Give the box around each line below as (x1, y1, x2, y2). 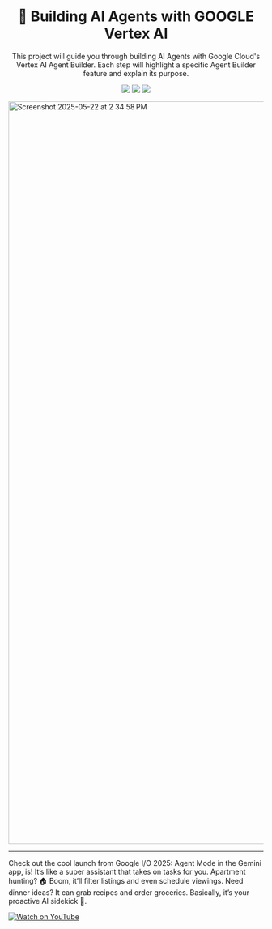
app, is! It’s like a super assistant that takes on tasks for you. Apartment (8, 867, 246, 876)
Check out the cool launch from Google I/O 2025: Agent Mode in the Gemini (8, 858, 261, 867)
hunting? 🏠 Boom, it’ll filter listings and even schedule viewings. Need (8, 876, 244, 885)
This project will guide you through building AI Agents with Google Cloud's (11, 51, 261, 61)
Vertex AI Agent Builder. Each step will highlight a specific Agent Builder (15, 60, 257, 70)
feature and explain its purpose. (83, 68, 189, 78)
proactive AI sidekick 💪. (8, 896, 87, 906)
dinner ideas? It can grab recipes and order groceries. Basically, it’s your (8, 887, 249, 897)
